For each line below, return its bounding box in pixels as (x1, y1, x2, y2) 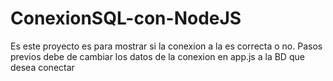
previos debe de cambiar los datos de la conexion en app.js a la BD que (10, 50, 305, 62)
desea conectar (10, 61, 75, 73)
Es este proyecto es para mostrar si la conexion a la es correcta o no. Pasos (10, 40, 323, 52)
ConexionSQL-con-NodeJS (10, 7, 242, 30)
